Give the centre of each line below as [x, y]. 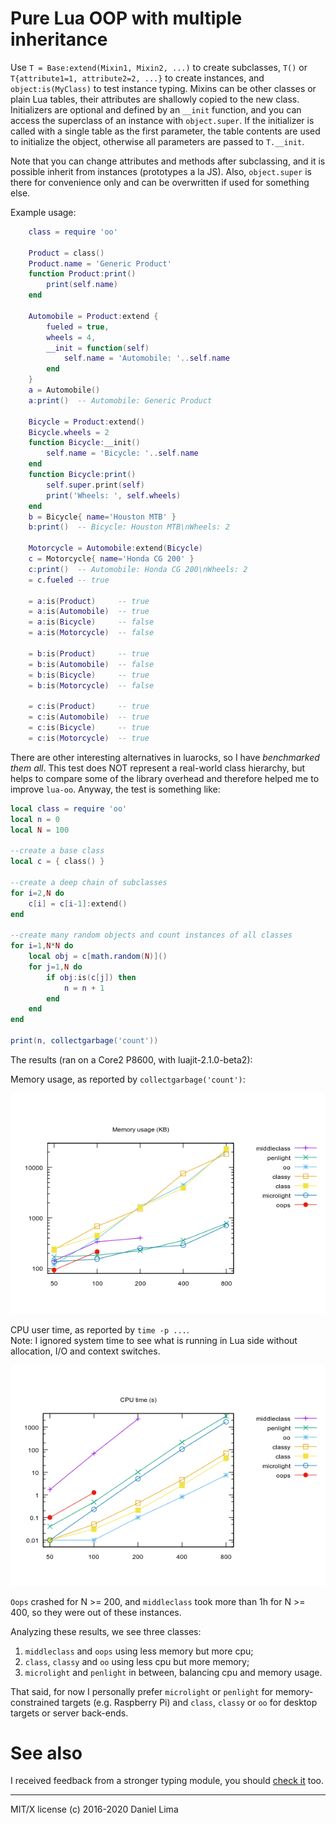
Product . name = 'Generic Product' [100, 263]
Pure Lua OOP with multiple [126, 18]
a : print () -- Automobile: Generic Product [120, 400]
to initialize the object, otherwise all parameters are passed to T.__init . [157, 141]
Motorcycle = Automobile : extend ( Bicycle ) [115, 548]
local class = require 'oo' [69, 808]
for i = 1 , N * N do [42, 946]
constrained [35, 1702]
